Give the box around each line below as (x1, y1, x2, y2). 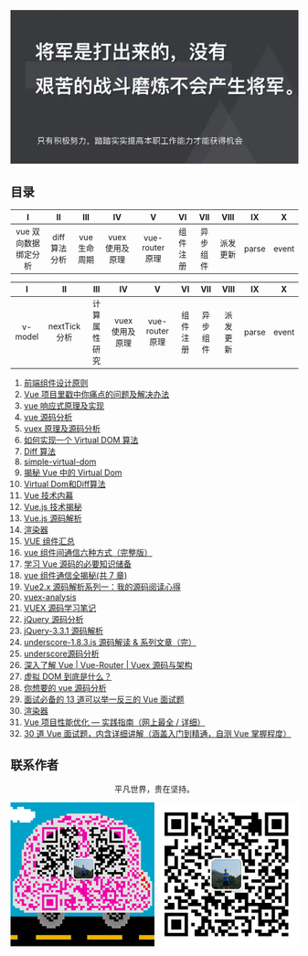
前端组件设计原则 (23, 377, 89, 388)
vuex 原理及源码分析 (23, 422, 101, 434)
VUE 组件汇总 (23, 536, 76, 547)
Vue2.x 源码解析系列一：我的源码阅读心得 (23, 581, 182, 592)
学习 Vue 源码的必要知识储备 (23, 558, 132, 569)
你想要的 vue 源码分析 (23, 682, 107, 693)
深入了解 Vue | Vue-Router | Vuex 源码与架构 (23, 659, 193, 670)
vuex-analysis (23, 591, 77, 602)
